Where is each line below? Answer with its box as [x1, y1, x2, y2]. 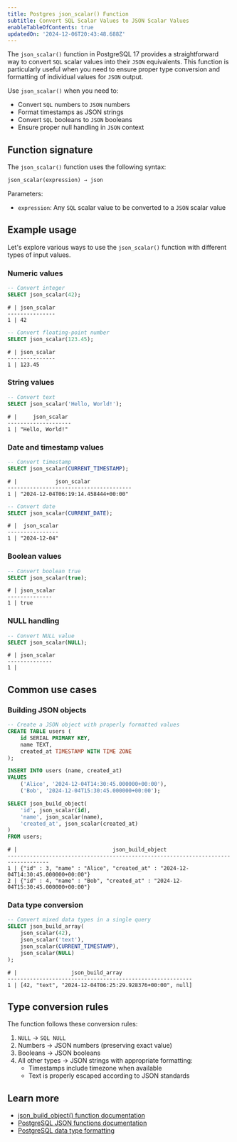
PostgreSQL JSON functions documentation [17, 1118, 147, 1128]
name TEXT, [20, 741, 53, 748]
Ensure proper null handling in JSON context [17, 123, 144, 132]
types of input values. [7, 251, 71, 259]
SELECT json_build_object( [7, 800, 88, 807]
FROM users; [7, 833, 43, 841]
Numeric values [7, 268, 63, 278]
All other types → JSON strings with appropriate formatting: [17, 1056, 194, 1065]
